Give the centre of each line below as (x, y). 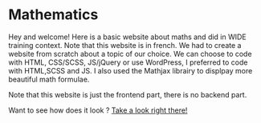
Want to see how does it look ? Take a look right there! (98, 110)
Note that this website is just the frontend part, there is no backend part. (128, 94)
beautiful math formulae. (49, 79)
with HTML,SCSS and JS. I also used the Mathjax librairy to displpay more (130, 70)
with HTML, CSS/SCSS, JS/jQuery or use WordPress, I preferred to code (128, 62)
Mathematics (53, 15)
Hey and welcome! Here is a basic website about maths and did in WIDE (127, 37)
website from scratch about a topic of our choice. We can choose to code (130, 54)
